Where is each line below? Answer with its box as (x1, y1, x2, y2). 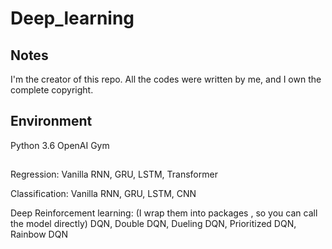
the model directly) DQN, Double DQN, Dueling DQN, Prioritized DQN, (10, 218, 297, 230)
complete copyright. (10, 84, 94, 96)
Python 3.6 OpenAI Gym (10, 139, 110, 151)
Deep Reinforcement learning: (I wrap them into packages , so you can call (10, 207, 318, 219)
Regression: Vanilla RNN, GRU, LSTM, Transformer (10, 168, 218, 181)
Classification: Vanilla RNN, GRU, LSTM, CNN (10, 188, 197, 200)
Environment (10, 113, 93, 130)
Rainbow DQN (10, 228, 68, 241)
